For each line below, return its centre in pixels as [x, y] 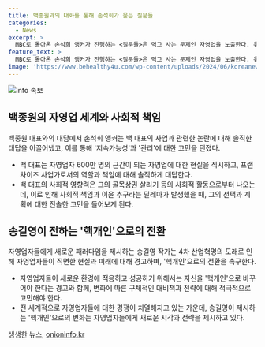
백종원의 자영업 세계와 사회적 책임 [85, 118]
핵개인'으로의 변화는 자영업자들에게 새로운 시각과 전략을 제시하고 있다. [138, 318]
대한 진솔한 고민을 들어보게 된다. [84, 204]
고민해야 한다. [41, 298]
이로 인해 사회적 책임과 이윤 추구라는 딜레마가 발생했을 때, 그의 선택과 [136, 194]
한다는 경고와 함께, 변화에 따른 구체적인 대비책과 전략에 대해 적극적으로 [143, 288]
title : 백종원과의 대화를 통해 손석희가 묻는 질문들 [81, 15]
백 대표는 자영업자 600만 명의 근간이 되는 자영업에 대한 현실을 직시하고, [129, 164]
